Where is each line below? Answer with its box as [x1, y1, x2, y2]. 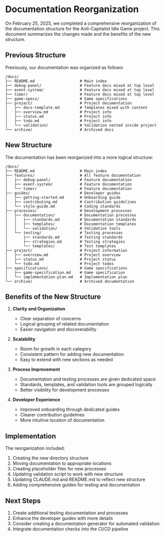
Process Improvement [12, 366, 61, 372]
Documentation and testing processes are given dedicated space [20, 376, 156, 382]
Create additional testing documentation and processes [12, 510, 128, 516]
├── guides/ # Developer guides [5, 190, 121, 195]
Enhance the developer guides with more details [12, 515, 114, 521]
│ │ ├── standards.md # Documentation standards [5, 217, 137, 222]
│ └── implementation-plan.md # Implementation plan [5, 274, 128, 280]
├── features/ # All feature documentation [5, 173, 141, 178]
